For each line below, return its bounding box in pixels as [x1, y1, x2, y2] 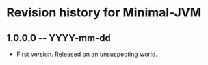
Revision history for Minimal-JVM [6, 5, 202, 21]
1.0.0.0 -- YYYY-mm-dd [6, 32, 111, 44]
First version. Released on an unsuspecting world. [16, 50, 158, 58]
